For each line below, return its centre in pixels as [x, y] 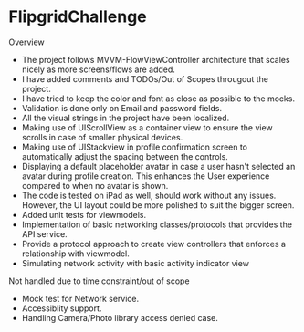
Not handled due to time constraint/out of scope [99, 281]
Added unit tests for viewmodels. [84, 214]
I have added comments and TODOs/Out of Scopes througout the [145, 78]
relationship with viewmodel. [75, 254]
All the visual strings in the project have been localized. [126, 118]
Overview [26, 42]
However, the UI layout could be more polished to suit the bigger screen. [158, 205]
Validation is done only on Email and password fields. [122, 108]
